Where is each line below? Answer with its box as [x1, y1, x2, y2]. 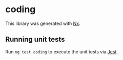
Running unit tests [5, 35, 65, 44]
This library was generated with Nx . [5, 20, 80, 26]
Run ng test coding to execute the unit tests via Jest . [5, 48, 118, 54]
